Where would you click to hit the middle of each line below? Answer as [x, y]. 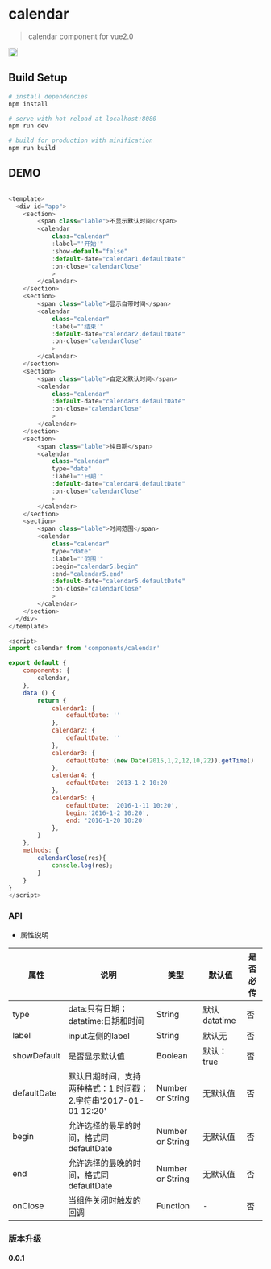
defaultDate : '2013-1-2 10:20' [119, 783]
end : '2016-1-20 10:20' [106, 820]
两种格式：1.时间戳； [108, 1088]
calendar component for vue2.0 [81, 36]
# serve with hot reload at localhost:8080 [83, 119]
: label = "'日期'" [77, 477]
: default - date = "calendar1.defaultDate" [118, 259]
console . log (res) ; [82, 865]
